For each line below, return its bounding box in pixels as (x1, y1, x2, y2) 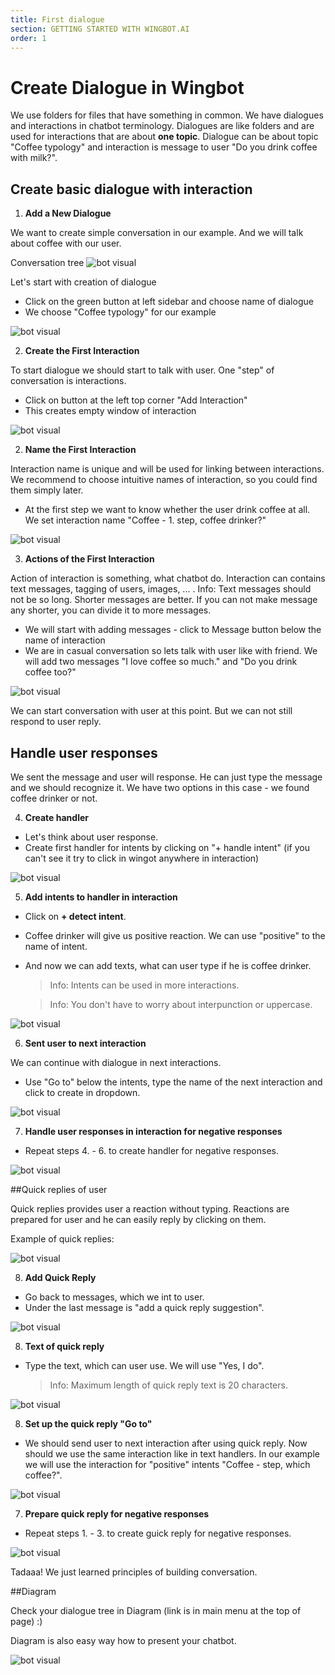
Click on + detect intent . (24, 910, 127, 922)
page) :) (10, 1615, 43, 1627)
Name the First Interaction (24, 444, 137, 456)
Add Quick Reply (24, 1271, 97, 1283)
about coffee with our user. (10, 237, 122, 250)
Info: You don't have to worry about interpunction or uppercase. (49, 998, 313, 1010)
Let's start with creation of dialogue (10, 276, 157, 288)
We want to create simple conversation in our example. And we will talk (10, 227, 304, 239)
